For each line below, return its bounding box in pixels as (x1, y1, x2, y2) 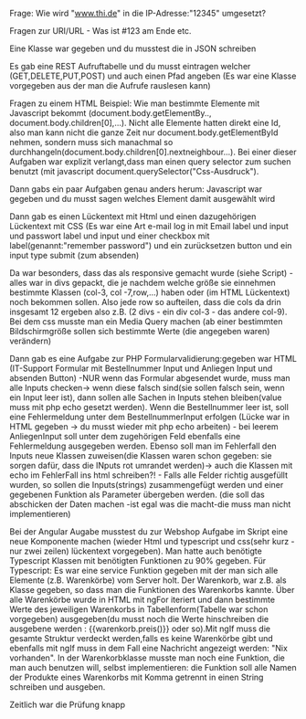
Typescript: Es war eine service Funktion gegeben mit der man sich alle (9, 566, 279, 576)
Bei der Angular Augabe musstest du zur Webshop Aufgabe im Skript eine (9, 526, 289, 537)
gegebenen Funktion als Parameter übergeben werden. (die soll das (9, 489, 265, 500)
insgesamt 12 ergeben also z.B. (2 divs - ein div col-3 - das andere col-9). (9, 306, 288, 317)
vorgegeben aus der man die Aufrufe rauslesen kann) (9, 80, 212, 90)
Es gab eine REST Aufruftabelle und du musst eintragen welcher (9, 61, 251, 71)
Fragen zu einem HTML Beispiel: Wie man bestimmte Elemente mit (9, 98, 260, 109)
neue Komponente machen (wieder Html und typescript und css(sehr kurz (9, 536, 290, 546)
